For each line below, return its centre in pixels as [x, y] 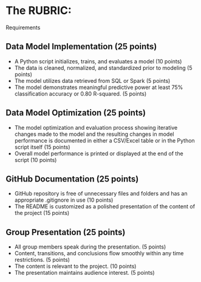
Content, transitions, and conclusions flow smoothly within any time [99, 253]
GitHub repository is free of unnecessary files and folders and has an [101, 194]
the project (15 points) [42, 213]
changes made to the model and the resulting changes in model [94, 134]
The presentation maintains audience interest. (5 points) [85, 273]
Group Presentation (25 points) [66, 232]
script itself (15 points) [42, 147]
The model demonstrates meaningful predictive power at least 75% [99, 87]
